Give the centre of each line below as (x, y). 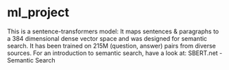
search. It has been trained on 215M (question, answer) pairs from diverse (111, 46)
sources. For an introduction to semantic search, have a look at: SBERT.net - (115, 53)
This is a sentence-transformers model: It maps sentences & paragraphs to (113, 31)
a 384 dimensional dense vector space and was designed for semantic (107, 38)
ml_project (38, 13)
